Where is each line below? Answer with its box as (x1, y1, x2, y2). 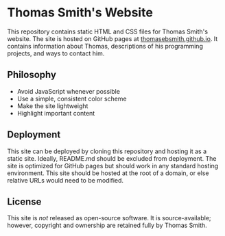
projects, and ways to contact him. (7, 49, 105, 57)
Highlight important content (16, 109, 95, 117)
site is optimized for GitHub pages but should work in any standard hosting (7, 161, 219, 170)
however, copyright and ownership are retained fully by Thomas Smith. (7, 221, 207, 230)
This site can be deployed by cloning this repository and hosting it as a (7, 147, 207, 155)
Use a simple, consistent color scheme (16, 94, 127, 103)
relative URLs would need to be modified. (7, 176, 124, 184)
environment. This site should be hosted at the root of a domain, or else (7, 169, 209, 177)
